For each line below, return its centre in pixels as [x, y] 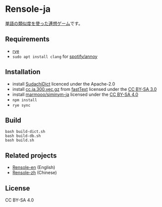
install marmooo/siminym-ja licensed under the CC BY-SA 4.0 [75, 94]
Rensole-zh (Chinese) [34, 173]
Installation [23, 72]
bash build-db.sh [23, 136]
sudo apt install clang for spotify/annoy [55, 56]
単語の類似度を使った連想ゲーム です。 [44, 23]
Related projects [31, 155]
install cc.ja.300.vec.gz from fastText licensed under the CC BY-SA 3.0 [84, 89]
